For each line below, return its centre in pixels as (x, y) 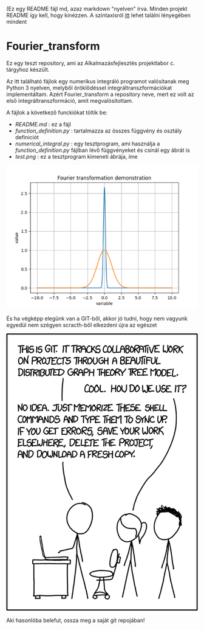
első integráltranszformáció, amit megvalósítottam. (70, 100)
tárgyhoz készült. (28, 69)
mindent (17, 22)
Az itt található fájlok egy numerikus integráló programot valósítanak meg (98, 81)
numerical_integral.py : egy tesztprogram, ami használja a (87, 144)
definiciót (27, 137)
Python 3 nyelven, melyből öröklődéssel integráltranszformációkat (89, 88)
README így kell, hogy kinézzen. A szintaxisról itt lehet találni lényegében (99, 15)
